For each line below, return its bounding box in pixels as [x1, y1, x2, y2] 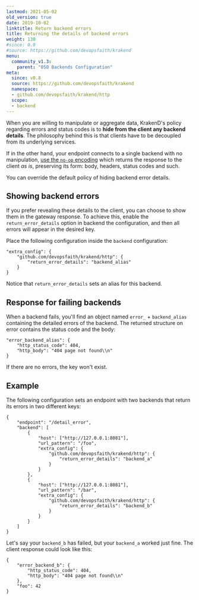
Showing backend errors [6, 191, 100, 201]
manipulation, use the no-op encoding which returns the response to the [6, 156, 182, 163]
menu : [6, 53, 20, 59]
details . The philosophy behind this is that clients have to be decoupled [6, 132, 181, 139]
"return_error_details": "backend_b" [59, 502, 153, 509]
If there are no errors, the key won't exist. [6, 364, 108, 371]
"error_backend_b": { [17, 562, 70, 568]
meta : [6, 70, 20, 76]
